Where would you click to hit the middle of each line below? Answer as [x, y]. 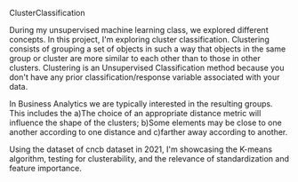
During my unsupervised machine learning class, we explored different [139, 30]
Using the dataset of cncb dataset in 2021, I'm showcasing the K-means [141, 149]
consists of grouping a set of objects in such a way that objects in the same [148, 49]
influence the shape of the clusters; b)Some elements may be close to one [145, 123]
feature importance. [46, 168]
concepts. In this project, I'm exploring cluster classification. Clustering [139, 40]
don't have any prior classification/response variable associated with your [145, 77]
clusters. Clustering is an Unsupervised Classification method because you [147, 67]
